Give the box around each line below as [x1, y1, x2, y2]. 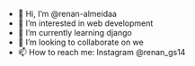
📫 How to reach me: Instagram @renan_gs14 [17, 47, 186, 57]
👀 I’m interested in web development [17, 18, 154, 29]
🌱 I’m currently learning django [17, 28, 132, 37]
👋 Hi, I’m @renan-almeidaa [17, 9, 117, 19]
